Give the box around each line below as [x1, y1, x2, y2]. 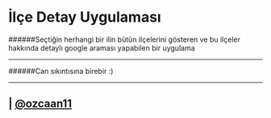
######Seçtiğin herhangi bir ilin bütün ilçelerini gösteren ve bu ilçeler [8, 35, 240, 44]
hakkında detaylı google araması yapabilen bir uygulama [8, 43, 195, 52]
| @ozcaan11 [8, 97, 73, 111]
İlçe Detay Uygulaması [8, 8, 161, 26]
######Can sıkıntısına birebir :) [8, 66, 114, 75]
